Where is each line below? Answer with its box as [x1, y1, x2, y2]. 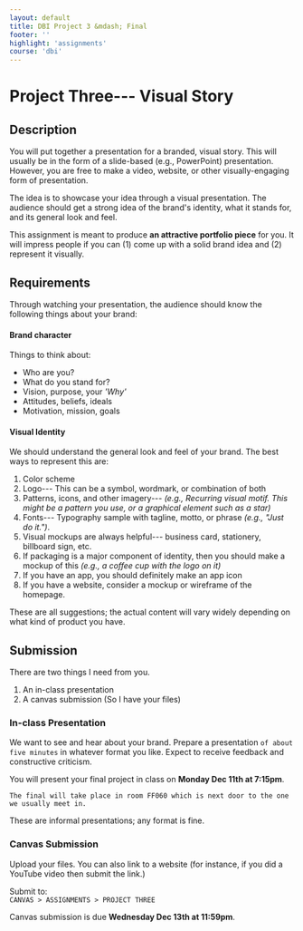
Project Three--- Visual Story [9, 86, 234, 107]
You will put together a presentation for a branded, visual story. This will [9, 146, 278, 157]
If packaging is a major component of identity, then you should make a [22, 550, 286, 562]
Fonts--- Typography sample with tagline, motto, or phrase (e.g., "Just [22, 512, 285, 523]
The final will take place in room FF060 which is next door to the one [9, 791, 289, 800]
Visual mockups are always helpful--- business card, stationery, [22, 531, 262, 542]
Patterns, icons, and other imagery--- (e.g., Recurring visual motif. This [22, 493, 288, 504]
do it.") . [22, 522, 51, 533]
